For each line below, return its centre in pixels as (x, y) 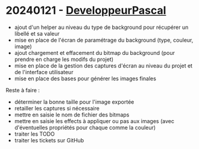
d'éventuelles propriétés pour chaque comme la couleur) (85, 127)
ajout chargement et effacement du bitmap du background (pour (95, 52)
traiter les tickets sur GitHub (49, 140)
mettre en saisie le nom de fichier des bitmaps (72, 115)
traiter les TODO (34, 134)
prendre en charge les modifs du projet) (64, 59)
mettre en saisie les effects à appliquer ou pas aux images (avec (94, 121)
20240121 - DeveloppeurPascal (86, 11)
